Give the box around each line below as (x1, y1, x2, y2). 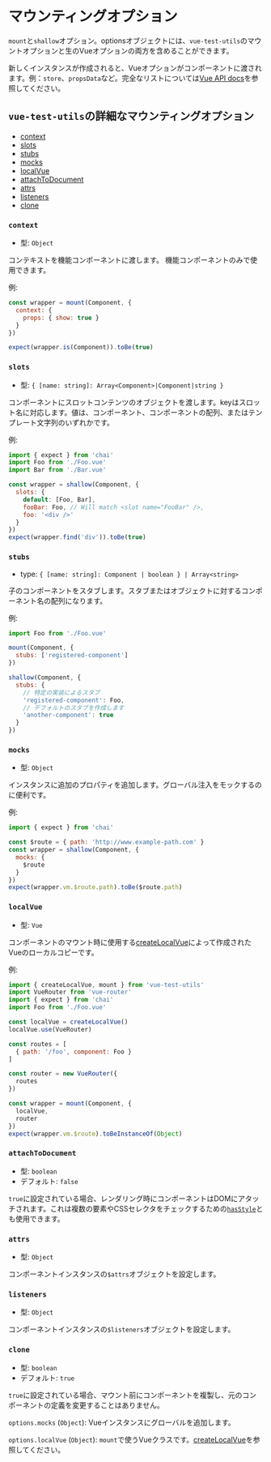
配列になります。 (50, 596, 108, 605)
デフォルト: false (19, 1176, 78, 1186)
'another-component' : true (23, 711, 114, 720)
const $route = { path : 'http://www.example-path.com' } (8, 838, 205, 847)
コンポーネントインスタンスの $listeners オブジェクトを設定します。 (8, 1324, 235, 1334)
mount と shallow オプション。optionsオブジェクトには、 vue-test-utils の (8, 36, 248, 45)
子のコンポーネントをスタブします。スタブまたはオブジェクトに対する (8, 585, 242, 596)
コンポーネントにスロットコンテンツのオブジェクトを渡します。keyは (8, 397, 239, 407)
